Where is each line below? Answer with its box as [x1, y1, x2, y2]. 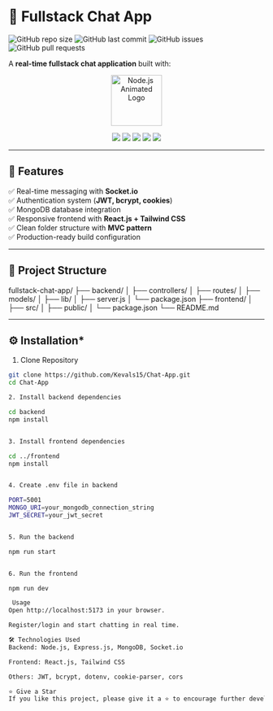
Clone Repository [19, 355, 79, 365]
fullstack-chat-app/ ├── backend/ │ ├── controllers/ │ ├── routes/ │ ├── [8, 285, 261, 295]
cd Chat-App [8, 378, 49, 387]
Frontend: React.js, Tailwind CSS [8, 658, 126, 666]
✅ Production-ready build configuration [8, 232, 141, 242]
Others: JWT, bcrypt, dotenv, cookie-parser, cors [8, 673, 184, 681]
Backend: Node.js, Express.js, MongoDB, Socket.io [8, 643, 184, 652]
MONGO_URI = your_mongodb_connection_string [8, 504, 154, 512]
